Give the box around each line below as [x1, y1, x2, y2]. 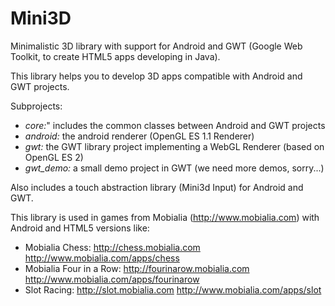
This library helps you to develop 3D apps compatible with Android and [10, 70, 303, 82]
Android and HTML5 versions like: [10, 222, 150, 234]
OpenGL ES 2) [24, 151, 84, 163]
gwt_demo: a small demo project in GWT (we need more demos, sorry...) [24, 162, 325, 174]
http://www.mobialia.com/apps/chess [24, 252, 180, 264]
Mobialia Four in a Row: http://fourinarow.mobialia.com [24, 262, 250, 274]
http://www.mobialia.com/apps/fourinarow [24, 273, 200, 285]
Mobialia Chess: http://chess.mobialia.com [24, 241, 201, 253]
